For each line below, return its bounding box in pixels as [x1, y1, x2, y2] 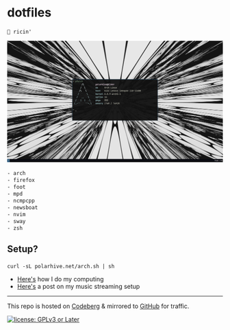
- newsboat [7, 204, 38, 211]
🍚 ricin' [7, 28, 32, 35]
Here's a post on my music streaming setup [16, 282, 140, 290]
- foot [7, 183, 26, 190]
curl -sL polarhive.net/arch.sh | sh [7, 263, 115, 270]
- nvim [7, 211, 26, 217]
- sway [7, 217, 26, 224]
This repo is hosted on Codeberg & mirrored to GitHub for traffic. [7, 302, 190, 310]
